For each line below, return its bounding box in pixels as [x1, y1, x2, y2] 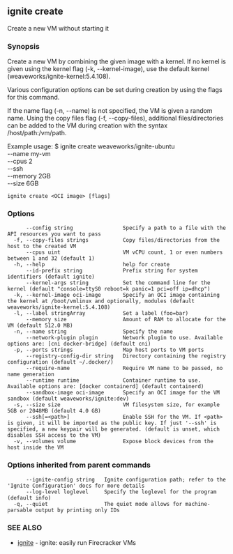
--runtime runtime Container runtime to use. [25, 377, 201, 384]
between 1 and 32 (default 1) [7, 255, 96, 262]
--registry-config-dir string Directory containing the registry [25, 353, 227, 360]
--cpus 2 [7, 157, 33, 166]
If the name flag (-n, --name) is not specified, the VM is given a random [7, 107, 213, 115]
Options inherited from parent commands [7, 460, 151, 470]
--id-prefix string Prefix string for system [25, 268, 198, 275]
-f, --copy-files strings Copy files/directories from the [13, 237, 220, 244]
